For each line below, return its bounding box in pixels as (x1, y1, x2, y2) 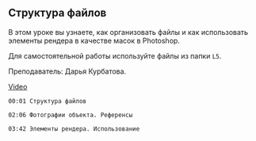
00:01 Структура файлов (8, 97, 87, 105)
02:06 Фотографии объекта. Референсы (8, 111, 133, 119)
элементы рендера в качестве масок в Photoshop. (8, 36, 181, 45)
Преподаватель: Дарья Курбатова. (8, 67, 127, 76)
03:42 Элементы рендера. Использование (8, 124, 140, 133)
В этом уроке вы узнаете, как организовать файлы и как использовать (8, 27, 248, 36)
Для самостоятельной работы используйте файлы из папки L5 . (8, 51, 222, 60)
